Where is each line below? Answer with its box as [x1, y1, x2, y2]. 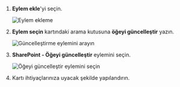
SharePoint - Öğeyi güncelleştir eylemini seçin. [11, 51, 131, 58]
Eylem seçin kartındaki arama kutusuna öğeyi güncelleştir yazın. [11, 28, 175, 35]
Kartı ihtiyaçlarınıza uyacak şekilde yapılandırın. [11, 74, 130, 81]
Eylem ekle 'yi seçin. [11, 5, 63, 12]
